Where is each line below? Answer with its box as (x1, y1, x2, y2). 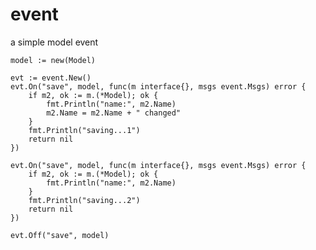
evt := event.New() (10, 73, 92, 83)
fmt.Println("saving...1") (28, 125, 141, 135)
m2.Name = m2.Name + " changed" (46, 108, 182, 118)
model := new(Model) (10, 55, 97, 65)
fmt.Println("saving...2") (28, 195, 141, 205)
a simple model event (10, 36, 99, 48)
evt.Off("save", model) (10, 230, 110, 240)
